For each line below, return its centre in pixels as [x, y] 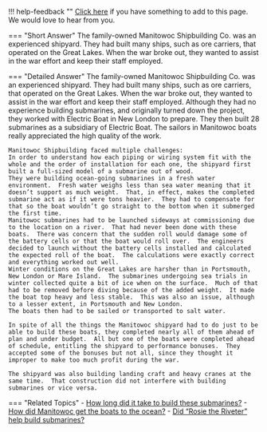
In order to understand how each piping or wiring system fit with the [130, 157]
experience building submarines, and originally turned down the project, [127, 110]
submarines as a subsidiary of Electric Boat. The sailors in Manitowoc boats [133, 127]
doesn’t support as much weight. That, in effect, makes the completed [132, 192]
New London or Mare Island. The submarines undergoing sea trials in [128, 276]
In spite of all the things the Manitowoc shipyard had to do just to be [133, 325]
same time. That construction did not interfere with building [117, 381]
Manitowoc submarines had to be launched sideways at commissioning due [132, 220]
